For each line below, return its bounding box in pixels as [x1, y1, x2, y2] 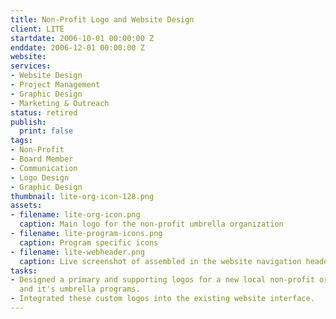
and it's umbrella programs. [19, 284, 141, 295]
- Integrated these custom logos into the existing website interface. [10, 294, 315, 304]
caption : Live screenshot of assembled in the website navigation [19, 256, 302, 266]
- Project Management [10, 80, 101, 90]
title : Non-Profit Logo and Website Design [10, 14, 195, 25]
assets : [10, 201, 43, 211]
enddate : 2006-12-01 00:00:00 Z [10, 42, 145, 53]
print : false [19, 126, 74, 136]
